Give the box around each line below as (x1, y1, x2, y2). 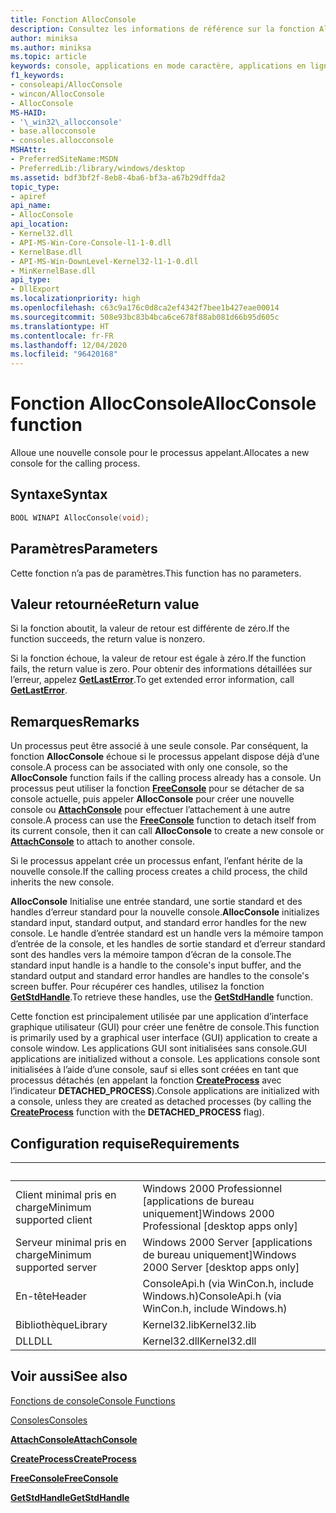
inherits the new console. (10, 876, 115, 888)
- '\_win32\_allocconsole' (10, 117, 123, 127)
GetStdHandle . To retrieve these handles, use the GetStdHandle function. (10, 991, 313, 1003)
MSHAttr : (10, 145, 47, 155)
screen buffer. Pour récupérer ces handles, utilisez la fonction (10, 981, 265, 993)
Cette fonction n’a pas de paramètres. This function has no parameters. (10, 567, 302, 579)
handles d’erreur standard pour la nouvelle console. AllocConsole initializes (10, 906, 320, 918)
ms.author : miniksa (10, 42, 92, 53)
